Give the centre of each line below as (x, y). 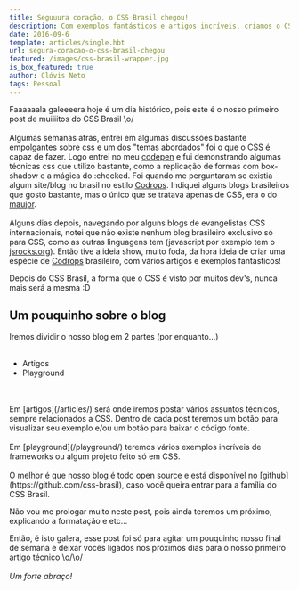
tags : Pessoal (36, 84)
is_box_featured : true (51, 68)
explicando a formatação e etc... (69, 521)
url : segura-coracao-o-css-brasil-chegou (87, 51)
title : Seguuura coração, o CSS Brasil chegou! (99, 17)
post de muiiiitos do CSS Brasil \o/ (72, 119)
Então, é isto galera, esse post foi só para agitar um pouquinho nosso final (145, 538)
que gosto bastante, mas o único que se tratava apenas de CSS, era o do (143, 194)
